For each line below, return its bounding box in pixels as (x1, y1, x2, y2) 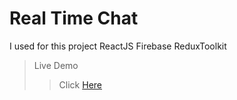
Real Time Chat (9, 7, 139, 30)
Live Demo (33, 59, 79, 71)
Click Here (58, 78, 103, 91)
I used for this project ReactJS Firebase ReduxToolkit (9, 40, 227, 52)
